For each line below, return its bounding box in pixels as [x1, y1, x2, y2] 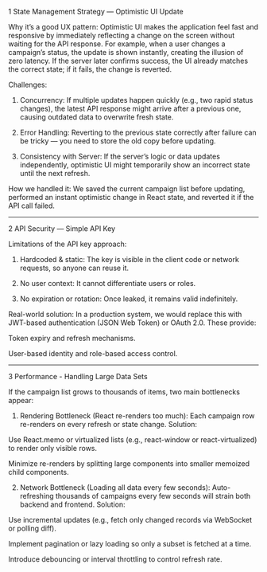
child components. [8, 468, 69, 476]
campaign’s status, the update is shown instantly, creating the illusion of [8, 48, 244, 57]
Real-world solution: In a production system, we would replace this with [8, 310, 242, 319]
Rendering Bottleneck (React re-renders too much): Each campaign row [19, 411, 255, 421]
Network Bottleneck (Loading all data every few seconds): [19, 483, 211, 492]
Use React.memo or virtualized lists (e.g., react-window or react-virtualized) [8, 435, 257, 445]
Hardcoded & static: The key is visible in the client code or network [19, 255, 240, 264]
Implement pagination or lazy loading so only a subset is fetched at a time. [8, 539, 252, 548]
